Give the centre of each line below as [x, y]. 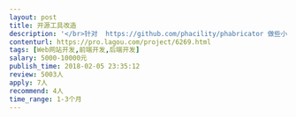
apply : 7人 [29, 83]
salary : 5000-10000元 [48, 58]
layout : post [33, 17]
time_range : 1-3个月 [46, 99]
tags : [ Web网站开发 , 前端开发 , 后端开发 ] [74, 50]
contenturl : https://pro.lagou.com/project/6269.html [110, 42]
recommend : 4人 [36, 91]
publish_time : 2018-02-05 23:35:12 [75, 67]
